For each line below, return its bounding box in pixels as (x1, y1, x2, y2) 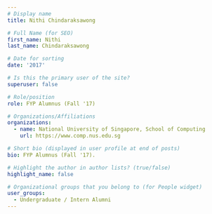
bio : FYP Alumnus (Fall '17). (7, 152, 96, 159)
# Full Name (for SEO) (7, 29, 74, 36)
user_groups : (7, 190, 46, 197)
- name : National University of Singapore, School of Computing (13, 126, 206, 133)
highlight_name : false (7, 170, 74, 178)
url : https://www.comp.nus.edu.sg (20, 133, 121, 140)
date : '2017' (7, 62, 46, 69)
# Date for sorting (7, 55, 65, 62)
